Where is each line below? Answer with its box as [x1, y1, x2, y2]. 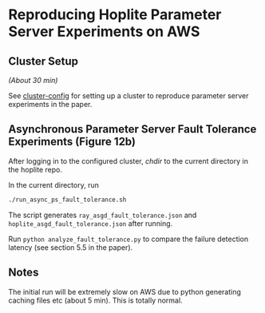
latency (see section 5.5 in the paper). [8, 242, 133, 252]
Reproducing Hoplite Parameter [8, 6, 222, 24]
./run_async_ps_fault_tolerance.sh [8, 196, 127, 204]
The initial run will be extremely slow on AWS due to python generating [8, 287, 242, 296]
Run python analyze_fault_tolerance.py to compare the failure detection [8, 234, 249, 244]
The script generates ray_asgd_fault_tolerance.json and [8, 210, 197, 220]
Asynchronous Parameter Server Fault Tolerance [8, 122, 257, 137]
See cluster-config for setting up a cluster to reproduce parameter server [8, 91, 249, 101]
